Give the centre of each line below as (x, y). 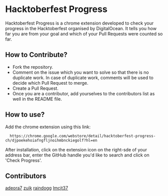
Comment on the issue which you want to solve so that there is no (80, 72)
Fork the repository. (33, 67)
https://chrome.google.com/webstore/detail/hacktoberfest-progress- (83, 136)
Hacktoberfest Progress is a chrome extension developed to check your (79, 23)
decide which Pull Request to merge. (50, 83)
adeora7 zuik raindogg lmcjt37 (37, 188)
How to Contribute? (36, 55)
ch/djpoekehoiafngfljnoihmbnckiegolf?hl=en (51, 140)
